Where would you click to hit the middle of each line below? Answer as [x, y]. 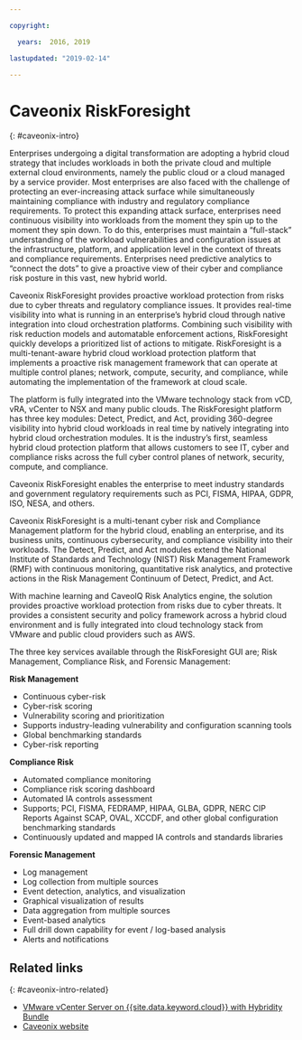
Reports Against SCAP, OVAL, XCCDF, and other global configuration [150, 818]
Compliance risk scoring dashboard [89, 789]
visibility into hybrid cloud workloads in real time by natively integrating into [149, 428]
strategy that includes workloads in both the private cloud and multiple [141, 163]
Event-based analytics [64, 920]
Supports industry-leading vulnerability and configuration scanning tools [157, 726]
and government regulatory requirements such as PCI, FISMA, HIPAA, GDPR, [151, 494]
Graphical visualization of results [83, 901]
